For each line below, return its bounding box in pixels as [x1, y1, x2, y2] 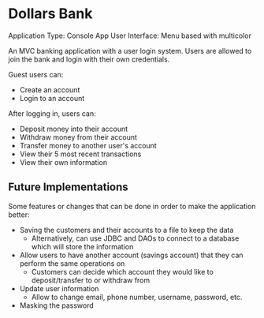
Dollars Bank [8, 5, 93, 23]
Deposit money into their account [19, 124, 128, 133]
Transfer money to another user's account [19, 140, 158, 150]
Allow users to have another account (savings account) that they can [19, 250, 244, 260]
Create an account [19, 84, 80, 95]
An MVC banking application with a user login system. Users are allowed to [8, 46, 252, 55]
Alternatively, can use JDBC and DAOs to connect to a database [31, 234, 240, 243]
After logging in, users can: [8, 108, 96, 118]
